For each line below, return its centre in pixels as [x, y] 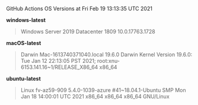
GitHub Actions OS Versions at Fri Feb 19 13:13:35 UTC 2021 [79, 9]
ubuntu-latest [24, 79]
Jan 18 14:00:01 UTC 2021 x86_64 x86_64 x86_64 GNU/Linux [95, 96]
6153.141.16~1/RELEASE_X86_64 [59, 67]
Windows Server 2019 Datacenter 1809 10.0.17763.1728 [88, 31]
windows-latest [26, 20]
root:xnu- [108, 61]
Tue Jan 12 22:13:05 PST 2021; [58, 61]
